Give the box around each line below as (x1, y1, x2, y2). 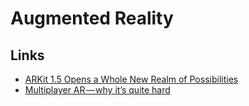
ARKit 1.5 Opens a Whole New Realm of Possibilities (24, 73, 239, 85)
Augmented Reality (10, 7, 174, 30)
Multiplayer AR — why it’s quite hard (24, 84, 171, 96)
